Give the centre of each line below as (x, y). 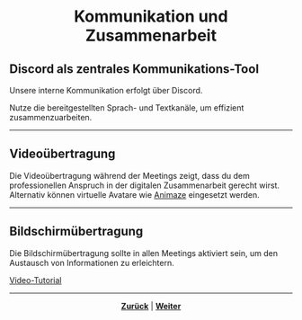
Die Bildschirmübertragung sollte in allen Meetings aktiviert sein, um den (144, 253)
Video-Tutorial (36, 280)
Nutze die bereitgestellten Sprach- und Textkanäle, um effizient (127, 108)
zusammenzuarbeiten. (51, 117)
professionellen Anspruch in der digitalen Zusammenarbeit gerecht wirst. (145, 185)
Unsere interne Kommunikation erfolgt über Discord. (106, 90)
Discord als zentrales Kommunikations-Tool (134, 69)
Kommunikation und (151, 17)
